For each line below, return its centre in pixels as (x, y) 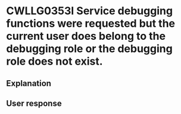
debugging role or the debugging (89, 49)
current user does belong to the (86, 36)
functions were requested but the (91, 23)
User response (34, 103)
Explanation (29, 83)
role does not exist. (54, 61)
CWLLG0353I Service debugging (90, 11)
